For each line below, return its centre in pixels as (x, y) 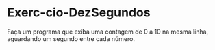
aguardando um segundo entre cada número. (71, 38)
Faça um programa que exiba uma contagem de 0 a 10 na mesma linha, (108, 32)
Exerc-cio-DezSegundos (79, 13)
